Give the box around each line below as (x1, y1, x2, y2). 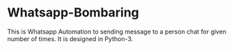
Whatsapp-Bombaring (7, 5, 139, 21)
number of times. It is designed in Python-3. (7, 34, 134, 42)
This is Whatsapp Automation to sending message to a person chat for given (7, 27, 227, 36)
